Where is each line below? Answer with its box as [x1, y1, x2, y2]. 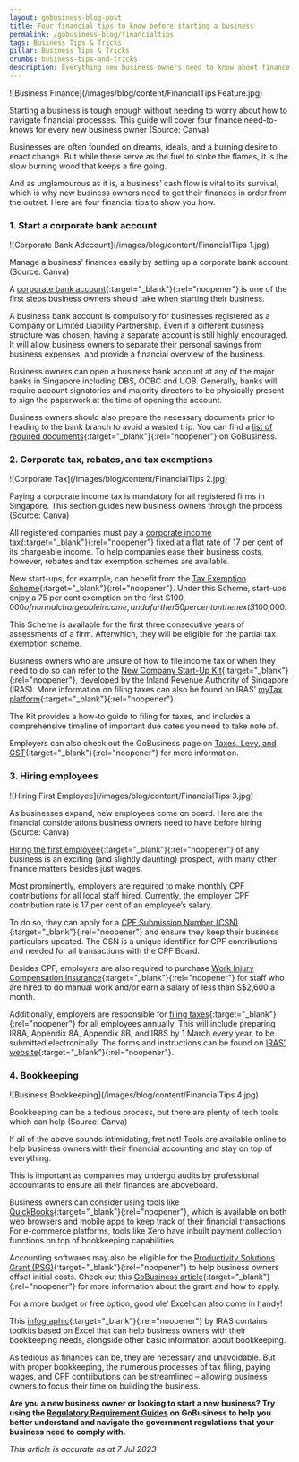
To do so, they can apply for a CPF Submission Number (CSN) [9, 916, 239, 927]
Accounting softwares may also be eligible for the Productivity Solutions [9, 1252, 276, 1263]
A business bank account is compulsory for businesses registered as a [9, 311, 270, 322]
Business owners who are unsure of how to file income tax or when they [9, 656, 276, 666]
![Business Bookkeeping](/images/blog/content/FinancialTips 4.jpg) [9, 1089, 260, 1100]
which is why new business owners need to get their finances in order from [9, 187, 287, 198]
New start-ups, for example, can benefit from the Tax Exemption [9, 573, 247, 584]
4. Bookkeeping [9, 1069, 79, 1081]
